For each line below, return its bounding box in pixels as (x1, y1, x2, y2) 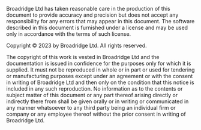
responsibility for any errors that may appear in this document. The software (6, 18, 195, 24)
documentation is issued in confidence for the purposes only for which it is (6, 60, 191, 67)
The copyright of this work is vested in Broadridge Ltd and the (6, 54, 160, 60)
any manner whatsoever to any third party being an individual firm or (6, 104, 176, 111)
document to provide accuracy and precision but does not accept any (6, 11, 179, 18)
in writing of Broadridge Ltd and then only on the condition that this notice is (6, 79, 194, 86)
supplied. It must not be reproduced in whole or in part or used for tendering (6, 66, 195, 73)
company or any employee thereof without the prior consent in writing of (6, 110, 186, 117)
